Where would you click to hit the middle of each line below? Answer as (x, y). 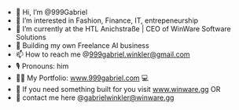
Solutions (31, 37)
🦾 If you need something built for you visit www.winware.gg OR (118, 89)
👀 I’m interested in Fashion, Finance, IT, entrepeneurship (107, 20)
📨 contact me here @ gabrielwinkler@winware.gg (95, 97)
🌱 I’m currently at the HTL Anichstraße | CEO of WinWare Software (123, 29)
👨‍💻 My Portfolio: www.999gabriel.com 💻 (82, 78)
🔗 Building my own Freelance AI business (82, 46)
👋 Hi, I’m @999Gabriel (51, 12)
